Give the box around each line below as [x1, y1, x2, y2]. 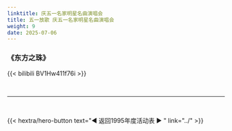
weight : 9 [7, 23, 36, 29]
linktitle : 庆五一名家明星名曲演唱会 [7, 10, 104, 17]
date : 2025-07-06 [7, 29, 57, 36]
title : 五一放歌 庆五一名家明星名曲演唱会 [7, 16, 115, 23]
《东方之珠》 [7, 53, 50, 62]
